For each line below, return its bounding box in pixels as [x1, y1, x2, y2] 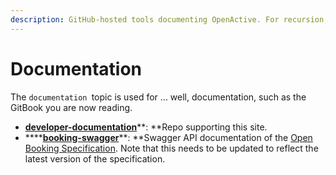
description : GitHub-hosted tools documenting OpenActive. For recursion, [10, 14, 329, 25]
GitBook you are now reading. [10, 101, 133, 113]
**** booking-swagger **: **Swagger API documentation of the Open [24, 131, 313, 143]
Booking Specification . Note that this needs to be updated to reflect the [24, 142, 319, 154]
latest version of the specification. [24, 152, 166, 165]
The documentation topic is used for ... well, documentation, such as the [10, 91, 307, 103]
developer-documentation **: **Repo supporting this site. [24, 121, 268, 133]
